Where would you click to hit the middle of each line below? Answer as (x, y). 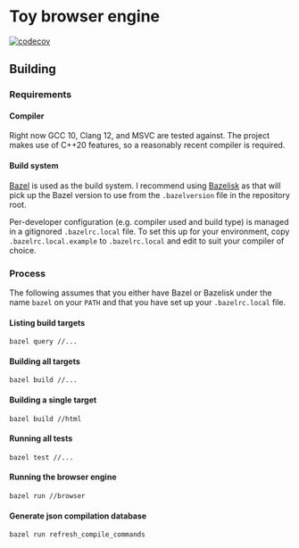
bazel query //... (43, 342)
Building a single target (53, 400)
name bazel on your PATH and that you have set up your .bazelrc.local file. (148, 302)
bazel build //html (46, 419)
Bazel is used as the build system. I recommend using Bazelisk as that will (145, 186)
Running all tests (41, 438)
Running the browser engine (63, 477)
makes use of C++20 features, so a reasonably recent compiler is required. (147, 145)
